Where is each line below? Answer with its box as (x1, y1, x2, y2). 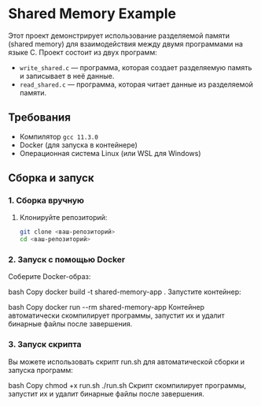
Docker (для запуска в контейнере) (19, 140, 138, 150)
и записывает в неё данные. (19, 71, 115, 80)
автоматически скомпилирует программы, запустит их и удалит (8, 311, 226, 320)
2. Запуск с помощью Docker (8, 254, 126, 265)
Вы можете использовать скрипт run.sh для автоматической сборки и (8, 356, 245, 367)
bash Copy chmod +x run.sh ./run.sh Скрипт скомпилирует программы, (8, 380, 247, 390)
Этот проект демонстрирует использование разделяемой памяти (8, 31, 230, 40)
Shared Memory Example (8, 5, 177, 23)
